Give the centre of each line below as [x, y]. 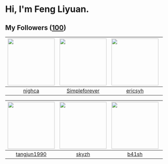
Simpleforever [83, 91]
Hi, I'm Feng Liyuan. [47, 9]
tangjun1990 [31, 154]
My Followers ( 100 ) [36, 28]
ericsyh [135, 91]
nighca [31, 91]
